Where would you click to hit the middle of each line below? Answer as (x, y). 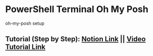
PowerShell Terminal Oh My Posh (77, 9)
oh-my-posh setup (25, 23)
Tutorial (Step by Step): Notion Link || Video (75, 39)
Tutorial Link (25, 47)
